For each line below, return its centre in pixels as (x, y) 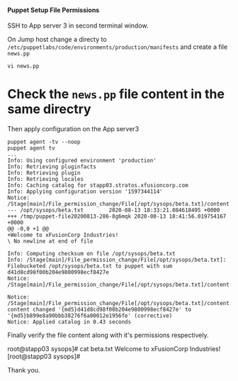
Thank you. (24, 370)
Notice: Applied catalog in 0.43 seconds (69, 322)
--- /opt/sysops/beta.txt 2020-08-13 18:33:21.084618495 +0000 (114, 210)
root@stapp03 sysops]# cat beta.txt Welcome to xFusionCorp (98, 349)
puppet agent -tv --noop (44, 142)
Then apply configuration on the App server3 (73, 129)
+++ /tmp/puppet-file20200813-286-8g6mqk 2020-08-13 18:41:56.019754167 (117, 216)
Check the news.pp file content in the (116, 94)
